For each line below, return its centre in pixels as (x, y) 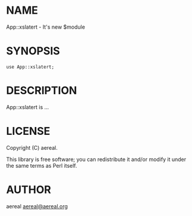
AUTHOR (29, 189)
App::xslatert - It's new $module (45, 27)
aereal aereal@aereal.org (37, 206)
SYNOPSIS (33, 51)
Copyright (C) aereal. (32, 147)
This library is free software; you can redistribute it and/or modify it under (96, 159)
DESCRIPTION (42, 91)
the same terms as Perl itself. (42, 165)
